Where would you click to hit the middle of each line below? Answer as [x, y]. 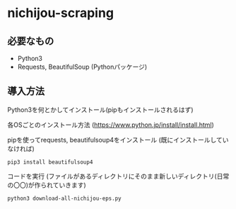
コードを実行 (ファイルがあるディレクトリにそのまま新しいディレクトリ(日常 [118, 176]
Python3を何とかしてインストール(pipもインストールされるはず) [100, 109]
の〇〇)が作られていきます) [47, 185]
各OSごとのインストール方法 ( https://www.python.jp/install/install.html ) [111, 125]
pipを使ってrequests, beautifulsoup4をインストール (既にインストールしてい [118, 140]
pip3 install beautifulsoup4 [50, 162]
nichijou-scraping [61, 13]
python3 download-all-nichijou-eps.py [64, 198]
